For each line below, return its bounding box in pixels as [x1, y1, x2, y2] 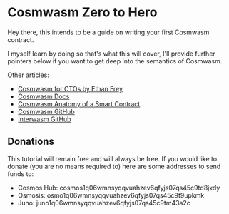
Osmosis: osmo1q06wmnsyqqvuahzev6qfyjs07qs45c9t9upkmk [17, 190, 205, 200]
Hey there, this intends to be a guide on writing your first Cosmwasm [7, 28, 210, 36]
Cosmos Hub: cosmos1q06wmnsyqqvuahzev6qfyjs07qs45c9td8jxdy [17, 183, 220, 192]
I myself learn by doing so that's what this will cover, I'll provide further [7, 49, 215, 58]
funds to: [7, 169, 34, 178]
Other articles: [7, 71, 50, 79]
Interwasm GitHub [17, 115, 71, 123]
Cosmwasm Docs [17, 92, 70, 101]
